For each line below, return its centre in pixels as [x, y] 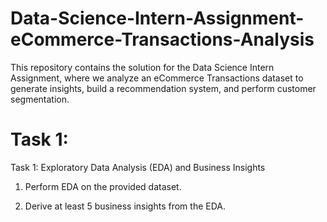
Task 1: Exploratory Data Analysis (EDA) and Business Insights [138, 167]
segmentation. [40, 99]
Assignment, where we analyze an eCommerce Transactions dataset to [157, 78]
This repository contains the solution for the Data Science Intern [142, 67]
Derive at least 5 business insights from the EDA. [125, 206]
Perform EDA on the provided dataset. [103, 186]
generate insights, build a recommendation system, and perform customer [163, 88]
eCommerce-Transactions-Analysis [162, 39]
